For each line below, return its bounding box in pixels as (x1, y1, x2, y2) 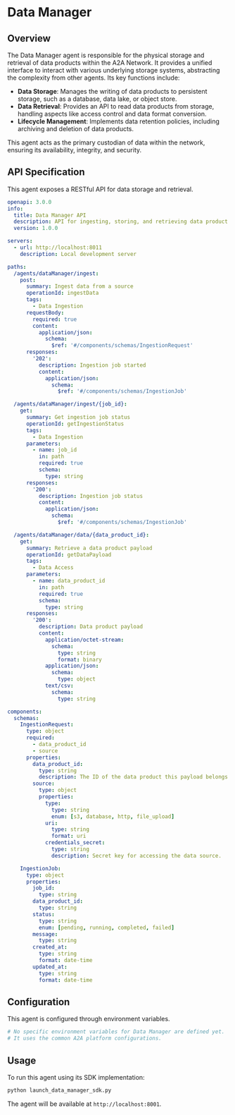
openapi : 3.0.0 (7, 198, 52, 205)
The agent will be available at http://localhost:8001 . (7, 1099, 162, 1108)
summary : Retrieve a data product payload (25, 544, 153, 552)
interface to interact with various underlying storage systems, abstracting (7, 66, 220, 74)
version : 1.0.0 (13, 225, 58, 232)
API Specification (7, 166, 86, 178)
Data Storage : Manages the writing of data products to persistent (17, 87, 208, 95)
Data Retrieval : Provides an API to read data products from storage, (17, 102, 215, 110)
